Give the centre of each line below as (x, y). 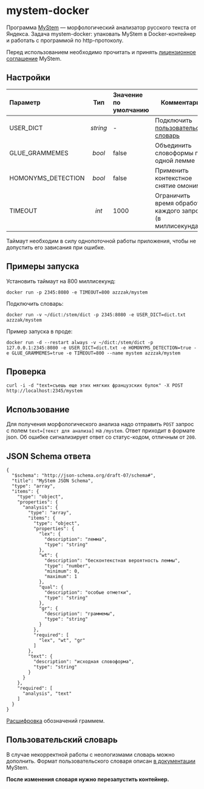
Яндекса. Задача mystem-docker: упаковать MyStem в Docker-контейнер (101, 33)
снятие (165, 185)
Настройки (28, 78)
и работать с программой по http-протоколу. (65, 40)
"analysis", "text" (47, 694)
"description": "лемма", (76, 539)
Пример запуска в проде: (39, 331)
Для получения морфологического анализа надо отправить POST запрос (100, 424)
